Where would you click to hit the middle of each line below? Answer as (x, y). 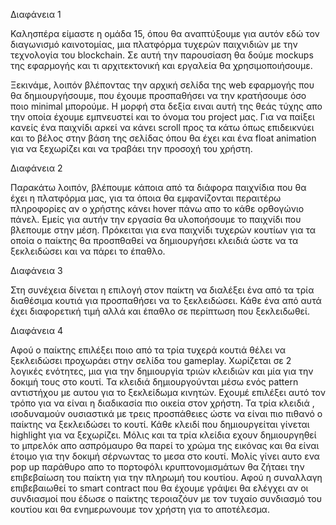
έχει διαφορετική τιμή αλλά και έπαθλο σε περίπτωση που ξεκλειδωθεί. (160, 311)
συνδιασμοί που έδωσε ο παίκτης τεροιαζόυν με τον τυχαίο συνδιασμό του (166, 498)
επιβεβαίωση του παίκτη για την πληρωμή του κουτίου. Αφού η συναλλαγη (166, 477)
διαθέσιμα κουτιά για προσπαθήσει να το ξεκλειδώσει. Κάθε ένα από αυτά (166, 300)
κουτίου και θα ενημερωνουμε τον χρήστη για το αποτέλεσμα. (140, 509)
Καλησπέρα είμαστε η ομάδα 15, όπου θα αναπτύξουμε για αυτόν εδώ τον (165, 33)
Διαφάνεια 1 (36, 14)
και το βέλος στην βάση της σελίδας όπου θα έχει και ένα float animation (163, 138)
